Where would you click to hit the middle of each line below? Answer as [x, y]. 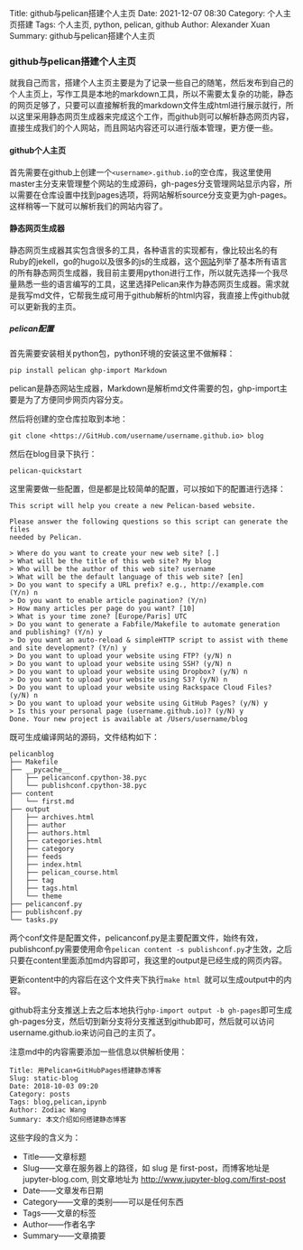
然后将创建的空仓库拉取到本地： [69, 419]
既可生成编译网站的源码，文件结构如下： [84, 736]
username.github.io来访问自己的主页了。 [85, 1032]
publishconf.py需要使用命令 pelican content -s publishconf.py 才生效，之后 [151, 949]
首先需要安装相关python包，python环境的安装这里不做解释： [122, 353]
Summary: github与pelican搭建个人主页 [83, 36]
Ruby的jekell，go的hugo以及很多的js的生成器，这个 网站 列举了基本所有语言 [148, 261]
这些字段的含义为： [45, 1137]
